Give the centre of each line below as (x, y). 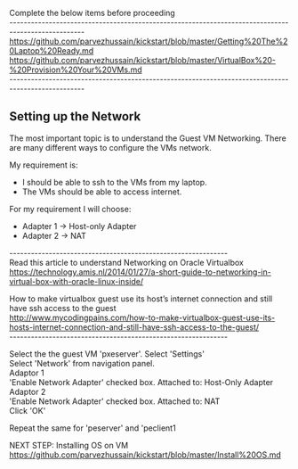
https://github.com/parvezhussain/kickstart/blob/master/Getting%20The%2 (149, 41)
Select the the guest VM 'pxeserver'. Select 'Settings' (107, 354)
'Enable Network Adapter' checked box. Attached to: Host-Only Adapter (141, 382)
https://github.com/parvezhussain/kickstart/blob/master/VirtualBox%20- (142, 60)
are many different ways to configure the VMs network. (110, 147)
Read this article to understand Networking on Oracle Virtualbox (127, 262)
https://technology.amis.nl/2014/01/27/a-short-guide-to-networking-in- (140, 272)
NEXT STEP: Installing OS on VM (69, 445)
